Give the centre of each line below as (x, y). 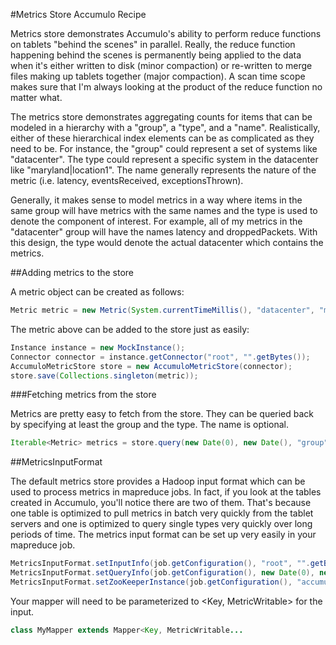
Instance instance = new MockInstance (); (98, 347)
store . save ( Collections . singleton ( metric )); (104, 375)
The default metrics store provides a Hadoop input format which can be (158, 481)
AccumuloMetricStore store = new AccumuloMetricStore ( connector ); (151, 366)
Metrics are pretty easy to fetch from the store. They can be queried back (162, 414)
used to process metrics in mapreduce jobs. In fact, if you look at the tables (166, 492)
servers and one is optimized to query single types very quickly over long (161, 524)
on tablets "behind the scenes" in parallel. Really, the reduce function (153, 44)
